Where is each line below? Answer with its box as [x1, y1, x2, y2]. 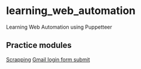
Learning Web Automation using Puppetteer [6, 23, 113, 30]
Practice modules [6, 40, 72, 50]
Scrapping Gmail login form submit [6, 56, 90, 63]
